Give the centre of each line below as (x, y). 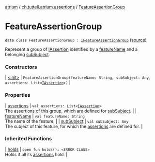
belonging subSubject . (27, 54)
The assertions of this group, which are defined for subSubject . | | (71, 111)
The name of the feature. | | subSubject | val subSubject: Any (67, 121)
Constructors (21, 67)
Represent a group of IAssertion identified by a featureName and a (71, 49)
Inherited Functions (29, 139)
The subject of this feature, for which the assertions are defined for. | (74, 126)
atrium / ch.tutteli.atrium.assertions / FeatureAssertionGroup (65, 7)
